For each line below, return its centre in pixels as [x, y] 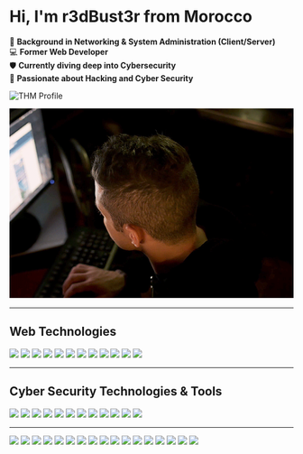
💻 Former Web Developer [59, 51]
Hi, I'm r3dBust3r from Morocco [131, 17]
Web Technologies [63, 332]
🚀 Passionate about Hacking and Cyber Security [101, 78]
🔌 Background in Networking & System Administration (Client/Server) [142, 42]
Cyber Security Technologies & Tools [116, 391]
